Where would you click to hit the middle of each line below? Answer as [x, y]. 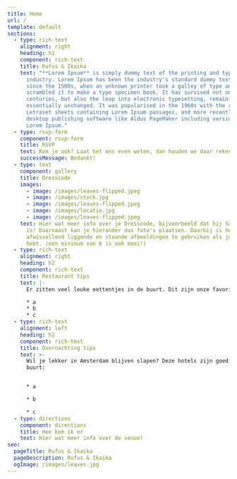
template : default [34, 27]
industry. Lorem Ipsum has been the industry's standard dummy [121, 79]
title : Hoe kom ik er [51, 432]
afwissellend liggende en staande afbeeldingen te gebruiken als [124, 237]
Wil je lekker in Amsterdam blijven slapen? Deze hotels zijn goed [127, 361]
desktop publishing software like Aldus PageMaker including [118, 119]
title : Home [25, 14]
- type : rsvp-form [41, 132]
